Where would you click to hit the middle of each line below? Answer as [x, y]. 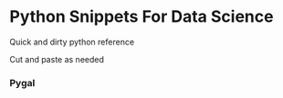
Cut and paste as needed [57, 59]
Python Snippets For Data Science [141, 17]
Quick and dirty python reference [72, 42]
